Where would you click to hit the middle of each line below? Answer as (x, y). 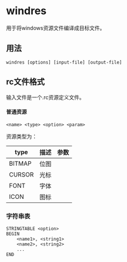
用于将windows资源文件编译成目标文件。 (56, 28)
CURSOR (21, 174)
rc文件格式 (26, 82)
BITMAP (20, 163)
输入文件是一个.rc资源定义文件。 (46, 97)
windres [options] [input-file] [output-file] (64, 62)
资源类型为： (21, 136)
